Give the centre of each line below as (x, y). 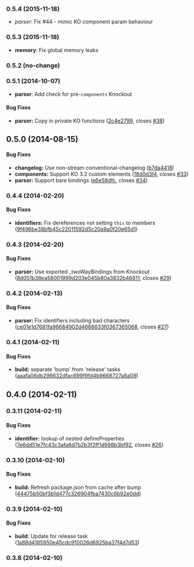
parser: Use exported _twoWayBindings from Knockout (82, 272)
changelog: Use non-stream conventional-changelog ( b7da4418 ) (94, 167)
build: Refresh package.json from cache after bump (78, 487)
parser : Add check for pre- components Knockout (73, 94)
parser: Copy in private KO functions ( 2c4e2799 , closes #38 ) (90, 121)
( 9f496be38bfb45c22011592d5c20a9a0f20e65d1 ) (76, 229)
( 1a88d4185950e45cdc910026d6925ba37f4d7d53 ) (77, 542)
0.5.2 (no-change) (33, 65)
